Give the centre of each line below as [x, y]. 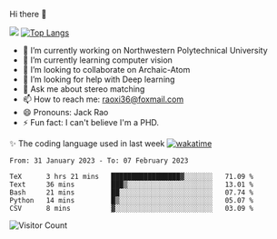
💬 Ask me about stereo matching [84, 89]
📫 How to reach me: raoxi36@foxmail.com [103, 99]
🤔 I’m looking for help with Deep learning [99, 79]
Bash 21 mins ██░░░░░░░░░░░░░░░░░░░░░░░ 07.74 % [132, 193]
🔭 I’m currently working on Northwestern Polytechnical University [145, 50]
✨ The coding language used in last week [87, 144]
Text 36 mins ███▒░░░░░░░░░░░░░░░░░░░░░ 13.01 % [132, 184]
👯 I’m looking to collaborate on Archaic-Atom [106, 70]
